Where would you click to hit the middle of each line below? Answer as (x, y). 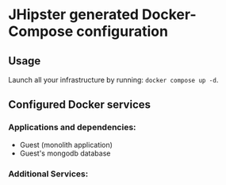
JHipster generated (73, 15)
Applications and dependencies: (72, 127)
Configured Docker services (80, 105)
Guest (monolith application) (66, 145)
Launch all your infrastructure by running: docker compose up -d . (113, 80)
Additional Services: (48, 174)
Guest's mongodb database (65, 153)
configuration (123, 31)
